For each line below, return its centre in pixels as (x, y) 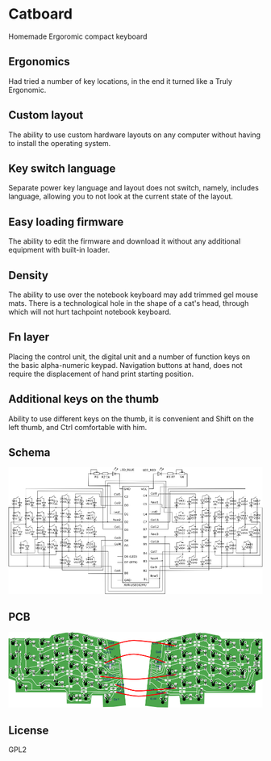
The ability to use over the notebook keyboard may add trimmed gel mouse (133, 295)
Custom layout (46, 115)
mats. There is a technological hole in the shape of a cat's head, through (129, 303)
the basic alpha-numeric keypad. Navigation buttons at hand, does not (125, 365)
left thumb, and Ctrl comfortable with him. (78, 427)
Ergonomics (39, 62)
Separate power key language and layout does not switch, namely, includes (134, 188)
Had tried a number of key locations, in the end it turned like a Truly (120, 81)
